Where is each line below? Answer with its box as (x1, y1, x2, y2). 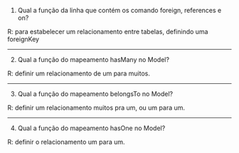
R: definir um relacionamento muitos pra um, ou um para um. (7, 103, 186, 112)
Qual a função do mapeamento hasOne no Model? (17, 124, 166, 132)
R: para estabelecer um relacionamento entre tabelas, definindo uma (7, 28, 208, 36)
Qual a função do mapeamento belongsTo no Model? (17, 90, 173, 98)
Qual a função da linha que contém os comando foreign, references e (17, 6, 222, 14)
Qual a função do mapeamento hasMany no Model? (17, 56, 169, 63)
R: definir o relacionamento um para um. (7, 138, 126, 146)
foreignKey (7, 35, 40, 43)
